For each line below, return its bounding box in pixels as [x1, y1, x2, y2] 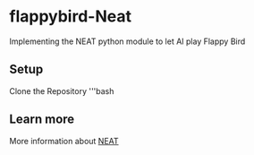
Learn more [9, 112, 75, 127]
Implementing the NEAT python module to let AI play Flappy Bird [9, 36, 246, 47]
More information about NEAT [9, 135, 119, 146]
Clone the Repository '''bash [9, 85, 114, 96]
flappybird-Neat [9, 6, 132, 27]
